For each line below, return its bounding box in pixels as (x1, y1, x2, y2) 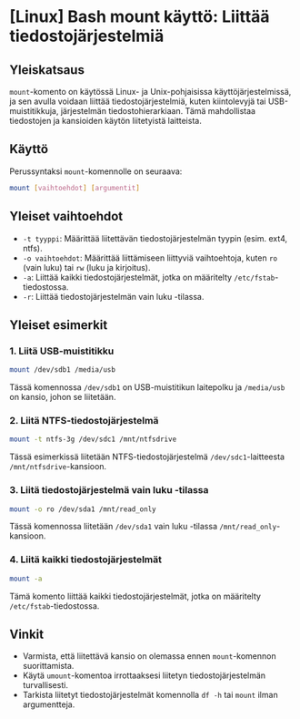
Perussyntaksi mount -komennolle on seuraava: (9, 166, 183, 177)
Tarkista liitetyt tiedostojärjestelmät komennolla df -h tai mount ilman (22, 690, 279, 701)
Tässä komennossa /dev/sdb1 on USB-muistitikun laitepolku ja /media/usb (9, 382, 285, 393)
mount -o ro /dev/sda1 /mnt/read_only (9, 504, 156, 514)
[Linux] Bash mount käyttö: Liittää (9, 6, 270, 27)
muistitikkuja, (9, 106, 59, 116)
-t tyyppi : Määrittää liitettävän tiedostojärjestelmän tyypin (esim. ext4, (22, 232, 288, 243)
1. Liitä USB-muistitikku (9, 344, 115, 357)
